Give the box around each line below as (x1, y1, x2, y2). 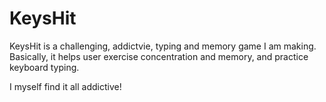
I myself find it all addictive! (9, 80, 122, 92)
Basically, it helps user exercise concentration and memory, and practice (9, 50, 309, 62)
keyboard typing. (9, 61, 80, 73)
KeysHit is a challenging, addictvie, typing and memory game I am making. (9, 40, 317, 52)
